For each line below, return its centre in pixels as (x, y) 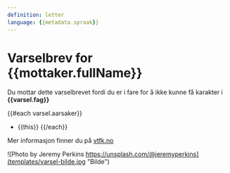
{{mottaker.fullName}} (75, 73)
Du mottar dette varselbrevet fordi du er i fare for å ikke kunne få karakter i (115, 92)
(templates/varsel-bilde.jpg (46, 162)
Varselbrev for (50, 58)
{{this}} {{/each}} (43, 127)
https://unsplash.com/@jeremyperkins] (142, 154)
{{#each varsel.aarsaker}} (45, 113)
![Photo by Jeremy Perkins (46, 154)
